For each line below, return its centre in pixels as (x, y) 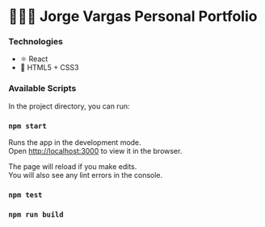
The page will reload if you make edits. (73, 167)
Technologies (36, 42)
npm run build (36, 214)
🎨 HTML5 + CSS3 (49, 68)
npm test (25, 195)
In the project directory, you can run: (69, 106)
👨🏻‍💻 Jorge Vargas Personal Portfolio (133, 17)
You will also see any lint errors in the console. (86, 175)
